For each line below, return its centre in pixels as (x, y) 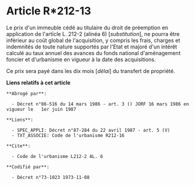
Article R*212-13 (49, 11)
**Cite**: (19, 146)
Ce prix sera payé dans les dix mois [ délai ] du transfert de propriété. (91, 71)
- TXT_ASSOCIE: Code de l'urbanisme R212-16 (68, 135)
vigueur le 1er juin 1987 (41, 109)
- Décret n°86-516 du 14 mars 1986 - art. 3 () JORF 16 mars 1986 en (100, 104)
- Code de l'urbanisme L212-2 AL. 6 (57, 156)
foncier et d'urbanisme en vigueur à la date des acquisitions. (81, 59)
